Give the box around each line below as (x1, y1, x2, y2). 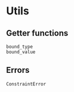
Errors (6, 65, 30, 75)
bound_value (6, 49, 36, 55)
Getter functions (6, 28, 69, 38)
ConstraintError (6, 81, 46, 87)
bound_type (6, 44, 33, 50)
